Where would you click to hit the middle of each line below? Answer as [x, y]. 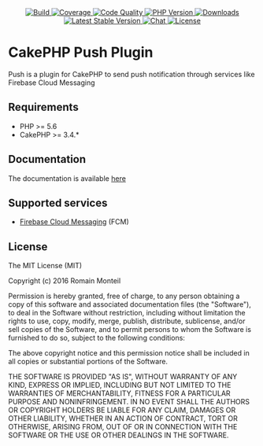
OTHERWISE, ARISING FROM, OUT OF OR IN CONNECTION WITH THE [123, 427]
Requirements [43, 107]
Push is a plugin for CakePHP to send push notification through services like [131, 74]
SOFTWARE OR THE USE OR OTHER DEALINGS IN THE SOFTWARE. [119, 435]
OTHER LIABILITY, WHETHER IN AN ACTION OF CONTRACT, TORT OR [123, 418]
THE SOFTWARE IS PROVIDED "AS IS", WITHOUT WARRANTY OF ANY [123, 377]
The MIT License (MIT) [45, 266]
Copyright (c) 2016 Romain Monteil [65, 281]
